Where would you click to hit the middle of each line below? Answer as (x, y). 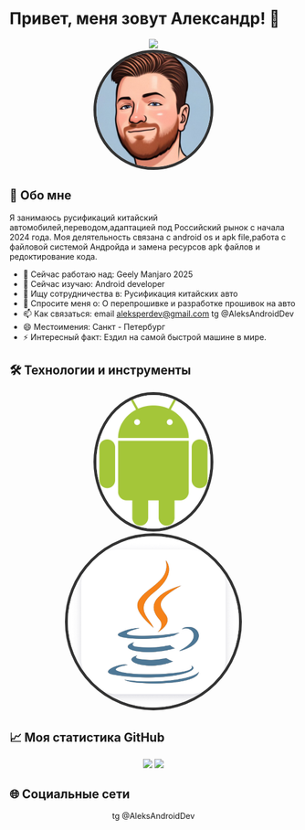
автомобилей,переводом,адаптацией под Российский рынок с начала (147, 227)
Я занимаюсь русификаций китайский (84, 218)
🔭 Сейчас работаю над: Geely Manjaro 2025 (108, 274)
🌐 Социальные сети (70, 794)
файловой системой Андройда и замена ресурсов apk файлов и (135, 247)
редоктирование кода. (53, 256)
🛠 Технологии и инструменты (100, 371)
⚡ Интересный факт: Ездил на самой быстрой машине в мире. (144, 336)
